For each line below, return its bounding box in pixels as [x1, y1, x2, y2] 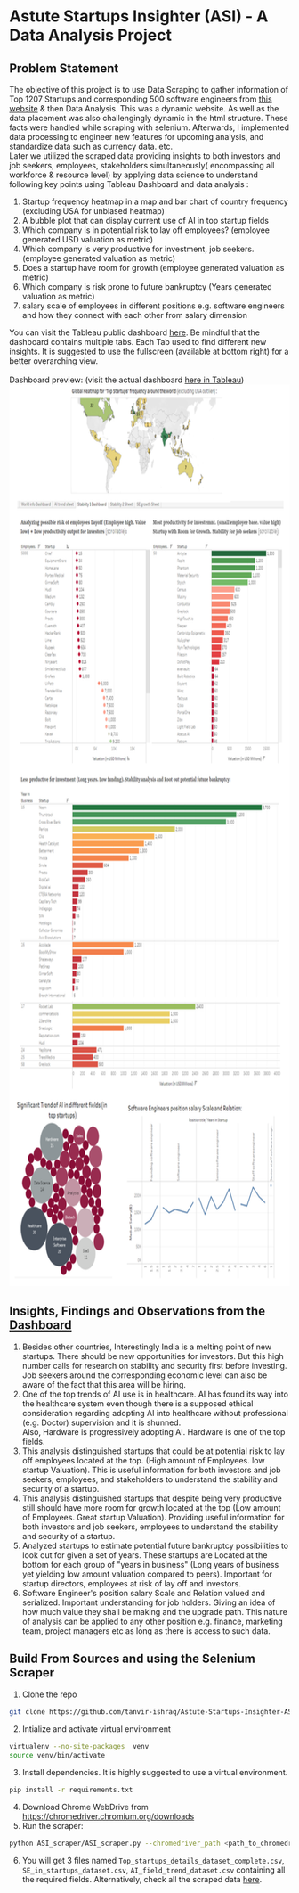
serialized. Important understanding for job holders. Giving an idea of [21, 1597, 276, 1608]
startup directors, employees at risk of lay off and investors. [21, 1577, 242, 1588]
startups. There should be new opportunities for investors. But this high [21, 1350, 284, 1361]
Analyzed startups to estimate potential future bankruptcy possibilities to [21, 1540, 289, 1551]
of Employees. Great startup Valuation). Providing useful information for [21, 1512, 285, 1522]
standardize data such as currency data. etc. [9, 141, 174, 152]
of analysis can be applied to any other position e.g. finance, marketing [21, 1616, 283, 1627]
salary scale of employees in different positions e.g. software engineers [21, 300, 285, 311]
